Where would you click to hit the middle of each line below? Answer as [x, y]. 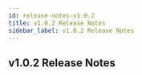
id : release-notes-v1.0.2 [51, 16]
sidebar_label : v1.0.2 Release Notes [71, 30]
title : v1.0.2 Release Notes [57, 23]
